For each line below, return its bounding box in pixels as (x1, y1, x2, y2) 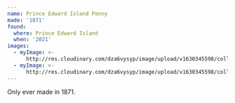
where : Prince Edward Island (13, 29, 99, 37)
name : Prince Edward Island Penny (7, 10, 108, 17)
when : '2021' (13, 36, 52, 43)
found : (7, 23, 27, 30)
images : (7, 42, 30, 49)
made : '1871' (7, 17, 45, 24)
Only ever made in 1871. (7, 88, 76, 96)
